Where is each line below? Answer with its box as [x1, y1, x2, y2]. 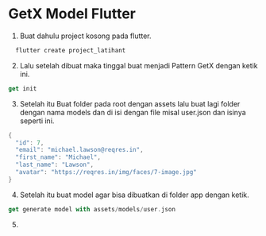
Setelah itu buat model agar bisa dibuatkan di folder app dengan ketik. [19, 190, 250, 199]
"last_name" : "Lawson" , [15, 161, 94, 169]
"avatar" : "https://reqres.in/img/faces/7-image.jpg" [15, 168, 197, 176]
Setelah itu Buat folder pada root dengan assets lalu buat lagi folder [19, 99, 241, 108]
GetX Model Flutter [8, 5, 137, 23]
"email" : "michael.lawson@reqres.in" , [15, 146, 145, 154]
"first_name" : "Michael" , [15, 153, 102, 161]
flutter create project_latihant [15, 46, 126, 54]
